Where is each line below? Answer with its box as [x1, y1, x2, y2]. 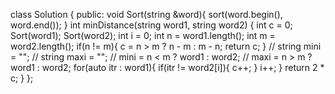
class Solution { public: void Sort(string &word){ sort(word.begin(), [10, 9, 283, 20]
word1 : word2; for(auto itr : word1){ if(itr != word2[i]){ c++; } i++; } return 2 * [10, 62, 325, 73]
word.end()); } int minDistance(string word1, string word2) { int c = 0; [10, 19, 293, 31]
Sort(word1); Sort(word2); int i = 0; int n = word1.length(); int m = [10, 30, 276, 41]
